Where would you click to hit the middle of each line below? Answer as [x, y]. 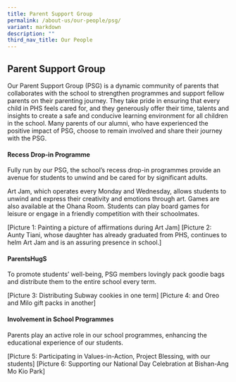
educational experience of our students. [65, 342]
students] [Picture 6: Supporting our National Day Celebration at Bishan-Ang [118, 364]
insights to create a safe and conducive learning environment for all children [118, 115]
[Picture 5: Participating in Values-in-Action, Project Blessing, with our [109, 356]
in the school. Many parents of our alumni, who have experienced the [108, 123]
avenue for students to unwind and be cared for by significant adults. [107, 178]
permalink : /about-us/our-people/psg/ [64, 20]
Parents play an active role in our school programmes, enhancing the [107, 335]
